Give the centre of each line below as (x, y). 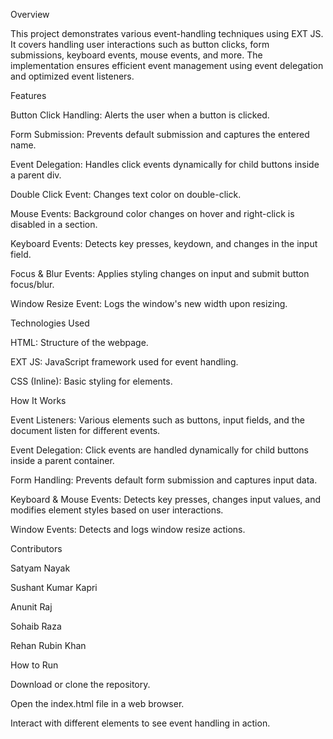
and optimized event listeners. (72, 76)
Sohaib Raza (36, 626)
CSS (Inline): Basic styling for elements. (91, 381)
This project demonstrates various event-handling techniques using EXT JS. (167, 33)
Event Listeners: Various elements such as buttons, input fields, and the (157, 420)
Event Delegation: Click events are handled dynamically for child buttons (160, 450)
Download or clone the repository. (80, 684)
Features (28, 95)
